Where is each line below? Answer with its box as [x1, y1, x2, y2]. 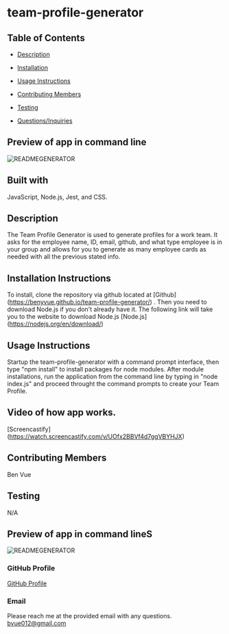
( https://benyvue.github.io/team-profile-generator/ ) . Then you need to [7, 298, 207, 306]
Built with [7, 175, 49, 186]
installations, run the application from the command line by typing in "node [7, 372, 218, 381]
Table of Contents [7, 32, 86, 44]
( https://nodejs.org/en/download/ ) [7, 320, 104, 328]
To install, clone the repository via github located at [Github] [7, 291, 177, 299]
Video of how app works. [7, 406, 117, 419]
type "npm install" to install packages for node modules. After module [7, 365, 204, 374]
